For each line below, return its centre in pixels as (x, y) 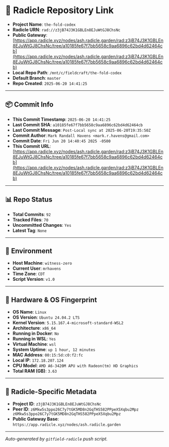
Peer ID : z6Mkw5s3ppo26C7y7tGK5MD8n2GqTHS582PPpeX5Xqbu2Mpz (76, 409)
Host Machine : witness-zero (42, 263)
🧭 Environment (29, 251)
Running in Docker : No (36, 333)
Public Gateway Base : (36, 419)
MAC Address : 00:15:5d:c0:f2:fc (48, 355)
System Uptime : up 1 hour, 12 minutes (54, 350)
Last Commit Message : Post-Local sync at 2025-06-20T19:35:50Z (81, 130)
